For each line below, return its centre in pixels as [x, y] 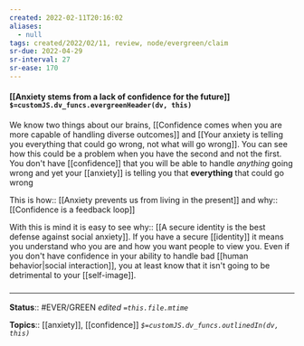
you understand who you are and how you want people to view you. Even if [150, 247]
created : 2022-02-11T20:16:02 [66, 18]
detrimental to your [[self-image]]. [73, 276]
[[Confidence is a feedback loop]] [72, 210]
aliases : [26, 26]
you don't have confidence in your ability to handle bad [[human [129, 256]
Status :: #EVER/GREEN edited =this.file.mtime [99, 307]
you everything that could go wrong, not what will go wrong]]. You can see [148, 145]
